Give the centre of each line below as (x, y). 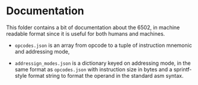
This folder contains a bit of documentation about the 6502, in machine (93, 27)
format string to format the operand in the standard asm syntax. (106, 75)
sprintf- (183, 69)
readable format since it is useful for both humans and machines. (86, 33)
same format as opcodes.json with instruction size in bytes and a (93, 69)
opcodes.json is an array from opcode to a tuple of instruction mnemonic (103, 45)
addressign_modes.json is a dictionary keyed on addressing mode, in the (103, 63)
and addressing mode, (42, 51)
